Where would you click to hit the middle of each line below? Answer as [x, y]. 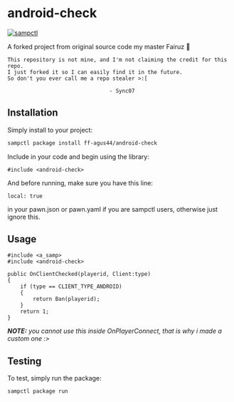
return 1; [35, 311]
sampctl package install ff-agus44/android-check [83, 143]
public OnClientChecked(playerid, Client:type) [79, 274]
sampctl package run [38, 391]
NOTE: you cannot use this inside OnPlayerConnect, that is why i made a [115, 331]
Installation [33, 113]
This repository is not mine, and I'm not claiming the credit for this [117, 60]
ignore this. [24, 217]
